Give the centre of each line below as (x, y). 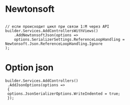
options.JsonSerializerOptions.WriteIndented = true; (64, 94)
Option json (29, 68)
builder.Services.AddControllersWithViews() (52, 31)
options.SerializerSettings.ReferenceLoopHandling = (69, 39)
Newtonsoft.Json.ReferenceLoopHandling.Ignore (54, 44)
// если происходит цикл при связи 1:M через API (57, 26)
